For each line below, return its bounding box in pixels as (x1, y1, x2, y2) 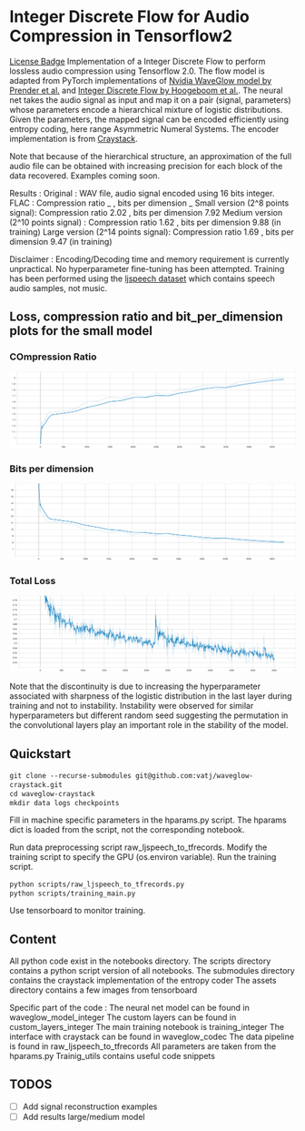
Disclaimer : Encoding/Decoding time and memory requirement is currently (9, 253, 290, 265)
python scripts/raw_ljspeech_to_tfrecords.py (9, 880, 184, 889)
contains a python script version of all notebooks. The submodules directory (9, 964, 295, 975)
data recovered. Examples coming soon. (9, 170, 161, 181)
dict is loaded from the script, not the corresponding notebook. (9, 824, 245, 835)
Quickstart (9, 746, 72, 762)
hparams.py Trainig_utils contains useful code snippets (9, 1050, 216, 1061)
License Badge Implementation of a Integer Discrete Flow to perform (9, 56, 266, 66)
